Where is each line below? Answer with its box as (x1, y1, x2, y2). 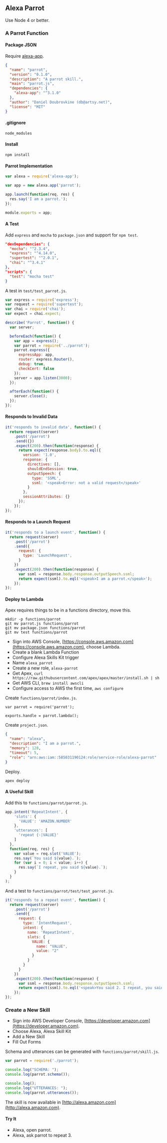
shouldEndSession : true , (27, 466, 79, 471)
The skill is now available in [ (5, 1099, 64, 1105)
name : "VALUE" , (36, 944, 68, 949)
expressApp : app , (18, 352, 55, 358)
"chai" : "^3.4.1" (9, 260, 46, 265)
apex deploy (5, 778, 30, 783)
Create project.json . (5, 722, 48, 728)
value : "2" (36, 948, 59, 953)
